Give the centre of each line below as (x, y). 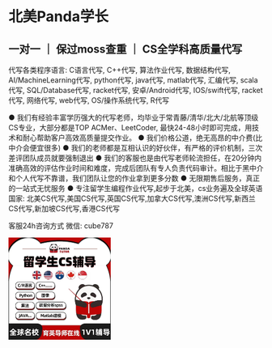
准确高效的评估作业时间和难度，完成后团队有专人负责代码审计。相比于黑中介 (136, 168)
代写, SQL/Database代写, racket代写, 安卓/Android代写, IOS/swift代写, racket (136, 90)
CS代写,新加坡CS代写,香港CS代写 (64, 208)
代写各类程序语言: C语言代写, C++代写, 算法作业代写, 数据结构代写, (119, 70)
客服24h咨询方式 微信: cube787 (61, 226)
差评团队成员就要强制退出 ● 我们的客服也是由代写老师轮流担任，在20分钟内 (135, 158)
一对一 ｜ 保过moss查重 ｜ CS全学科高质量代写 (125, 49)
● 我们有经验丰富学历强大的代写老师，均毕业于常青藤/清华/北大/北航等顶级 (134, 117)
